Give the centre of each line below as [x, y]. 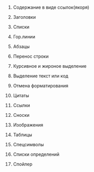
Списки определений [36, 154]
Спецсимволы [29, 144]
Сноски [21, 115]
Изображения [28, 125]
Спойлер [22, 164]
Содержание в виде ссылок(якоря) [51, 7]
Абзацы [21, 47]
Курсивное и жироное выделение [50, 66]
